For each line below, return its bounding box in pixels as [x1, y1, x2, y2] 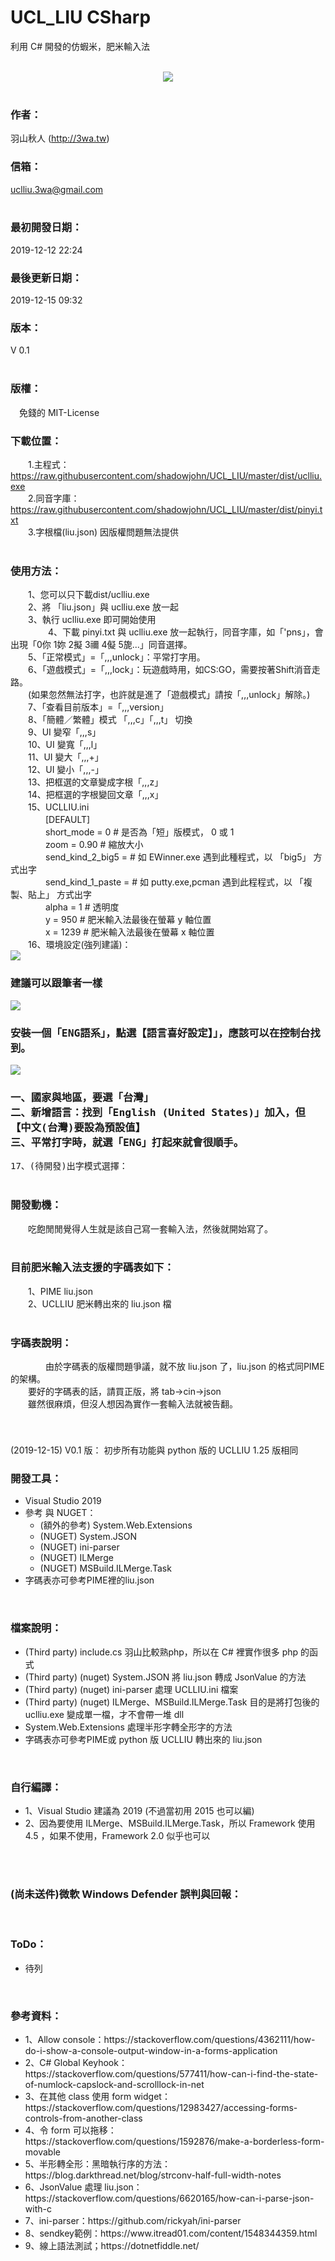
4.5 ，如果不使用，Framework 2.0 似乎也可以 [24, 1829, 211, 1841]
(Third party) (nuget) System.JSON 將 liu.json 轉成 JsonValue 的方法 [24, 1671, 307, 1683]
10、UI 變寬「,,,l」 [27, 739, 103, 751]
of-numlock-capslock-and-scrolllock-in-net [24, 2078, 205, 2090]
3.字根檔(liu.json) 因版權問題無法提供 [27, 526, 180, 538]
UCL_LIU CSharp [10, 6, 152, 29]
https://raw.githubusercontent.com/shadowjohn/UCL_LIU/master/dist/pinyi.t [10, 504, 323, 516]
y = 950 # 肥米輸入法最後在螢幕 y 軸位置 [44, 914, 212, 926]
